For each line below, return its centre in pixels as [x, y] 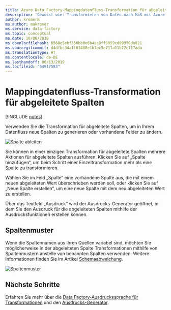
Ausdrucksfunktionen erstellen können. [47, 214]
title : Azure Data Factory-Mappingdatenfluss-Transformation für [76, 10]
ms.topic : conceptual [28, 34]
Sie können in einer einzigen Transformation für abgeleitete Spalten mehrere [85, 152]
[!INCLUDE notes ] [24, 117]
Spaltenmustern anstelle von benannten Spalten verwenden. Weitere [77, 253]
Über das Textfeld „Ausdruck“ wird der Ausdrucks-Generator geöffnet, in [82, 204]
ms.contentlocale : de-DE [32, 57]
